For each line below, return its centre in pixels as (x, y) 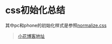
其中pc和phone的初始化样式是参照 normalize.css (56, 25)
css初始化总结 (35, 10)
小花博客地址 (31, 36)
